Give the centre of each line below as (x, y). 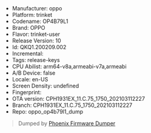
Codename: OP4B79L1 (40, 21)
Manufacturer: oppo (37, 9)
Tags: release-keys (36, 60)
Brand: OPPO (29, 28)
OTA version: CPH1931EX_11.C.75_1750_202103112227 (79, 99)
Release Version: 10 (37, 41)
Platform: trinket (32, 15)
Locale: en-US (30, 80)
